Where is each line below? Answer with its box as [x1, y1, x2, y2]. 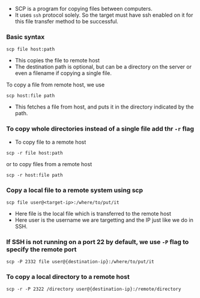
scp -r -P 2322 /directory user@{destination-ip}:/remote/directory [6, 286, 181, 293]
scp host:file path [6, 93, 55, 99]
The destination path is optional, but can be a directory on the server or [14, 63, 192, 71]
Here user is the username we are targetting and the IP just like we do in [14, 216, 193, 224]
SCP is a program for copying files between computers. [14, 5, 153, 12]
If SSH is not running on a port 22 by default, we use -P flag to [6, 237, 189, 246]
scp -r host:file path [6, 172, 63, 178]
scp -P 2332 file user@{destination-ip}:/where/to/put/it [6, 259, 154, 265]
